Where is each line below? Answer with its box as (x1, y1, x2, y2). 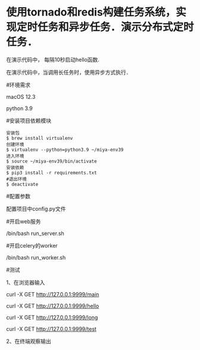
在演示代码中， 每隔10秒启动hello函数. (6, 56, 100, 63)
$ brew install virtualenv (6, 135, 73, 141)
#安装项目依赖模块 (6, 117, 52, 124)
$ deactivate (6, 181, 39, 187)
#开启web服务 (6, 218, 41, 225)
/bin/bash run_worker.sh (6, 254, 66, 261)
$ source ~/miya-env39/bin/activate (6, 158, 97, 164)
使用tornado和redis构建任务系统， (6, 5, 176, 19)
